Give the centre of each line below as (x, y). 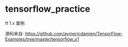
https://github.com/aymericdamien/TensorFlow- (74, 33)
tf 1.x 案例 (15, 23)
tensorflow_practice (48, 9)
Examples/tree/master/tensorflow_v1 (42, 39)
